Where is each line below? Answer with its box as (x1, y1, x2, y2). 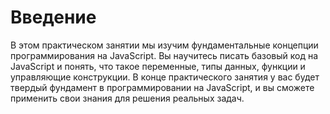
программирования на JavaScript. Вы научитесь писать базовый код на (10, 49, 319, 61)
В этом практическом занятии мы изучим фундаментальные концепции (10, 39, 319, 51)
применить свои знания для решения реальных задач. (10, 92, 245, 104)
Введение (10, 6, 97, 29)
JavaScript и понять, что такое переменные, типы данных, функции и (10, 60, 306, 72)
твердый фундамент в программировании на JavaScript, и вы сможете (10, 81, 315, 93)
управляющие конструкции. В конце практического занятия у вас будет (10, 71, 320, 83)
